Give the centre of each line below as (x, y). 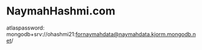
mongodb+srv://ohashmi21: (41, 34)
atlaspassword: (25, 28)
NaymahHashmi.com (61, 11)
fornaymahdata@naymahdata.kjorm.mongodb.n (136, 34)
